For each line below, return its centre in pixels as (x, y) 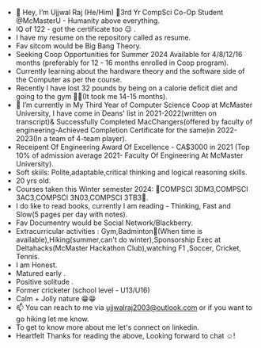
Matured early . (40, 273)
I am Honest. (36, 265)
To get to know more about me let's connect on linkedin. (108, 327)
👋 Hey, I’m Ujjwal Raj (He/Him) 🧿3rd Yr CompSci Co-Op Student (119, 12)
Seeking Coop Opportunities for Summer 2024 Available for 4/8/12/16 (129, 54)
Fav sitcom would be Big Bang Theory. (78, 46)
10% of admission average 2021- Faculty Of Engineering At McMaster (129, 155)
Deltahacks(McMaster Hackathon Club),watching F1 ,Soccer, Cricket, (128, 248)
